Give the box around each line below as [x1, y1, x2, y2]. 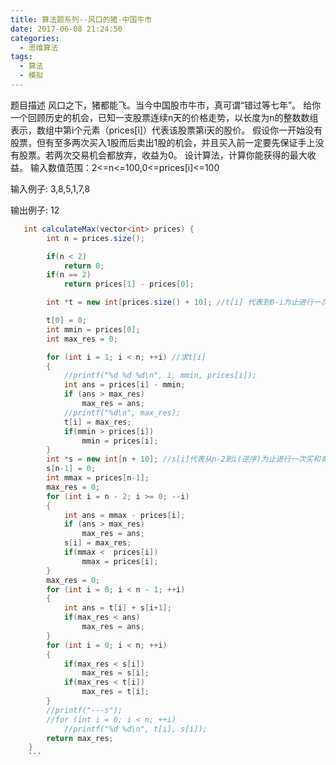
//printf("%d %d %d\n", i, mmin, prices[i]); [63, 371, 257, 381]
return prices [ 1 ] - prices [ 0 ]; [63, 279, 195, 290]
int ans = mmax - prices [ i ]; [63, 510, 186, 520]
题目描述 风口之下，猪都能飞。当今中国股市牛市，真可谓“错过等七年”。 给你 [10, 99, 322, 111]
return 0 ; [63, 261, 105, 271]
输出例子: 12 [10, 204, 60, 216]
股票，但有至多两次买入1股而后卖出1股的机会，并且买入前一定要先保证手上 [10, 136, 316, 148]
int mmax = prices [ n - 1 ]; [46, 473, 150, 483]
